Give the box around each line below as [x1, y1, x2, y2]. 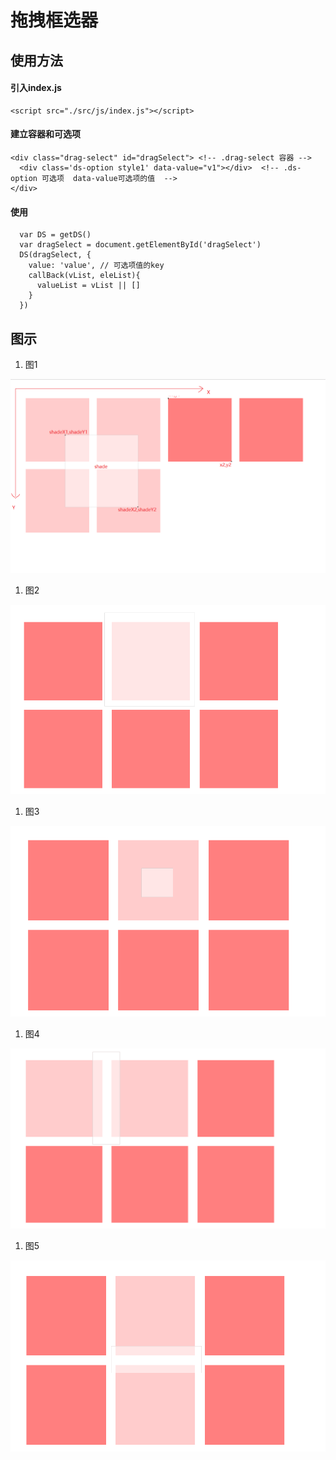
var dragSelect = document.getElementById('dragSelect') [19, 240, 262, 250]
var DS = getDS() [19, 230, 92, 240]
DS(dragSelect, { [19, 250, 92, 260]
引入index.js [10, 82, 62, 94]
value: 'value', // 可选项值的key [28, 261, 165, 271]
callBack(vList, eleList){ [28, 271, 141, 281]
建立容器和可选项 [10, 128, 81, 140]
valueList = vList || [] [36, 281, 141, 291]
